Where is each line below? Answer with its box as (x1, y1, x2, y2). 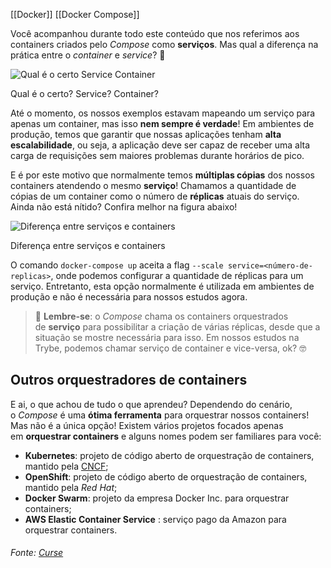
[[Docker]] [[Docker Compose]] (10, 9, 140, 20)
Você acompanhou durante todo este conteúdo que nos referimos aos (10, 28, 300, 39)
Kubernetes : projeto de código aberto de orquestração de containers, (24, 449, 315, 461)
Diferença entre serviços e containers (10, 240, 166, 251)
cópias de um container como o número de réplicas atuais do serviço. (10, 190, 300, 202)
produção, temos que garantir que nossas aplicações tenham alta (10, 129, 282, 140)
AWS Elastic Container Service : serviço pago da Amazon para (24, 513, 287, 525)
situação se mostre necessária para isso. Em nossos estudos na (34, 332, 300, 343)
